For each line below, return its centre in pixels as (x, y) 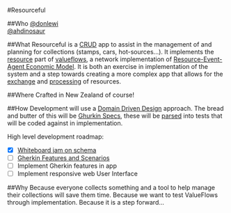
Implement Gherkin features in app (67, 166)
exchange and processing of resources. (64, 81)
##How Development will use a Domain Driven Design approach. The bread (115, 108)
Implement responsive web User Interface (77, 174)
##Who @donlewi (33, 23)
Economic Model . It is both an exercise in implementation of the (117, 66)
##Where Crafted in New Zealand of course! (71, 95)
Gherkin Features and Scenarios (63, 158)
